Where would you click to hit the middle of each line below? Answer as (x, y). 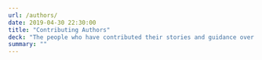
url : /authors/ (33, 15)
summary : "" (27, 44)
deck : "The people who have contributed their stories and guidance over (131, 37)
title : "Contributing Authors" (59, 30)
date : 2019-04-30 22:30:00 (52, 23)
